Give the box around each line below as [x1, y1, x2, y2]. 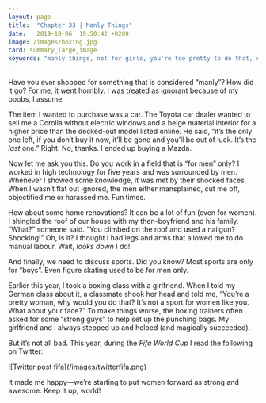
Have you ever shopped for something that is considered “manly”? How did [8, 78, 254, 86]
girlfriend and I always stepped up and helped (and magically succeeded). [8, 323, 251, 332]
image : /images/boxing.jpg [8, 38, 97, 46]
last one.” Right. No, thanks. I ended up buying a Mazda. [8, 144, 192, 152]
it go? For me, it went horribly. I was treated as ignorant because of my [8, 86, 239, 95]
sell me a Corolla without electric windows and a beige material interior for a [8, 118, 256, 127]
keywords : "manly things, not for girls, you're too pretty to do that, [8, 55, 253, 63]
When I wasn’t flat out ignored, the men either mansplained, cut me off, [8, 184, 240, 194]
